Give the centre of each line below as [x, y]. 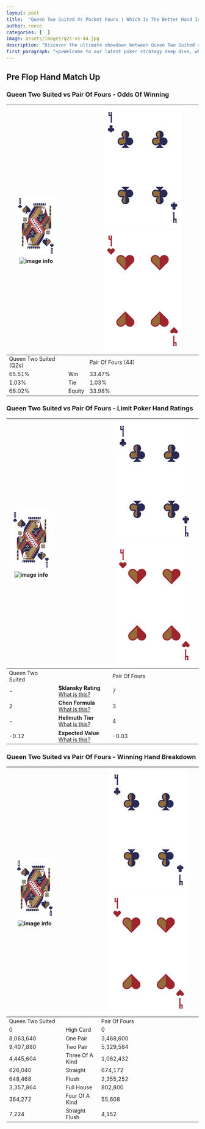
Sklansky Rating [79, 687]
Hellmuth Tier [76, 718]
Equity [76, 391]
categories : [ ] [28, 32]
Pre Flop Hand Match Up [53, 77]
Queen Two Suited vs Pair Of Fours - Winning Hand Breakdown [101, 757]
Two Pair [77, 1046]
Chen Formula [77, 703]
